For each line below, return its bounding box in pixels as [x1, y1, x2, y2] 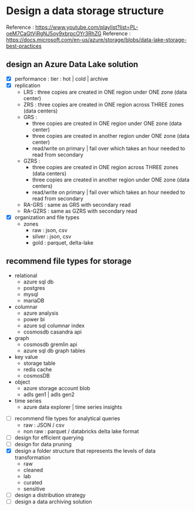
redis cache [23, 365, 52, 372]
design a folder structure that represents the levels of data [14, 447, 156, 454]
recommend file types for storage [6, 256, 132, 266]
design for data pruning [14, 440, 72, 447]
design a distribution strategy [14, 492, 86, 499]
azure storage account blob [23, 384, 90, 391]
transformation [14, 454, 51, 461]
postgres [23, 284, 45, 291]
